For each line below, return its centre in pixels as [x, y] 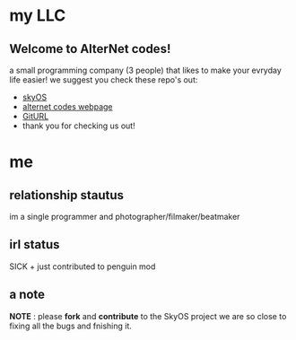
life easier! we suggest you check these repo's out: [104, 80]
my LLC [38, 16]
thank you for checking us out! [79, 126]
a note [27, 295]
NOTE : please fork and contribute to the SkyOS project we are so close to [148, 316]
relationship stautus [66, 195]
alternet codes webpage [68, 107]
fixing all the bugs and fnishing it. [71, 326]
